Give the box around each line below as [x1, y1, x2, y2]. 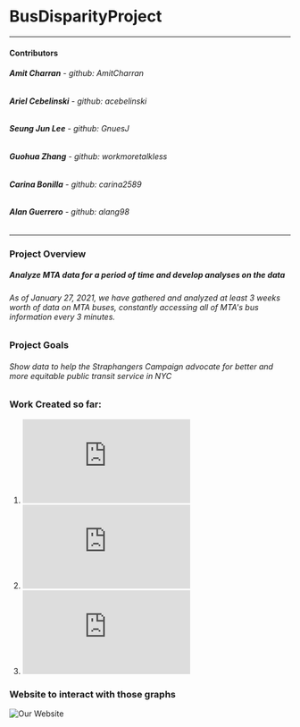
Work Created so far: [9, 398, 102, 410]
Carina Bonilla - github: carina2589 [9, 179, 142, 190]
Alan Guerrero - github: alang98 [9, 207, 129, 217]
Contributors [9, 47, 59, 58]
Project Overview [9, 248, 87, 260]
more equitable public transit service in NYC [9, 370, 172, 381]
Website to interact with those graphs [9, 688, 177, 700]
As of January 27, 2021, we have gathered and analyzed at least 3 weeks [9, 292, 281, 303]
